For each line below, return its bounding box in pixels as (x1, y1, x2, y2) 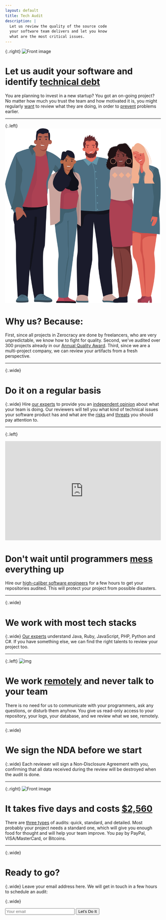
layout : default (5, 8, 39, 13)
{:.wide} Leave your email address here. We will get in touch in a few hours (5, 883, 157, 890)
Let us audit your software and (5, 66, 133, 77)
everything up (5, 563, 64, 575)
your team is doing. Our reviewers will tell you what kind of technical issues (5, 407, 158, 413)
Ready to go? (5, 867, 60, 878)
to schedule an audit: (5, 889, 48, 895)
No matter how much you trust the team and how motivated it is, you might (5, 98, 157, 104)
